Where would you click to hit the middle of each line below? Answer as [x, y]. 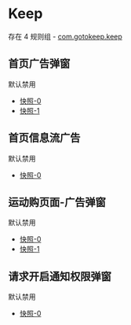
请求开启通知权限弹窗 [60, 276]
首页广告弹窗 [39, 64]
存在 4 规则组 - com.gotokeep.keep [65, 36]
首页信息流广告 [44, 138]
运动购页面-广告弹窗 [57, 202]
